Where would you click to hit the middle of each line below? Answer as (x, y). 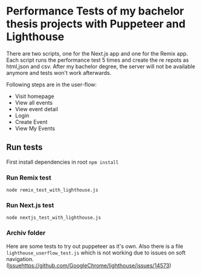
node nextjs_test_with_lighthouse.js (54, 218)
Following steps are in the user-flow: (52, 84)
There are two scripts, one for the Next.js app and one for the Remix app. (97, 53)
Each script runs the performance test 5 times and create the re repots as (97, 60)
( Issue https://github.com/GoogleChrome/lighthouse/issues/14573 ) (89, 265)
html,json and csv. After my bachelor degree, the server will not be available (101, 66)
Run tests (24, 147)
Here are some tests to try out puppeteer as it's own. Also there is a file (95, 246)
